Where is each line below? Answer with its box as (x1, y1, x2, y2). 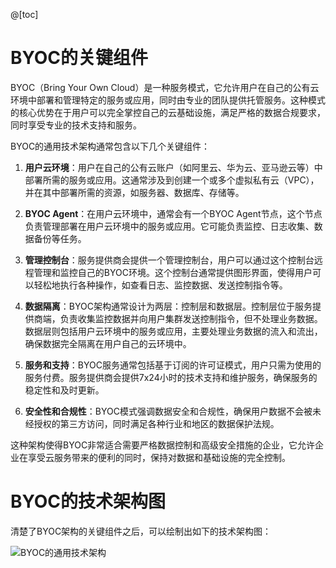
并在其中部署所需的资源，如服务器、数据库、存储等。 (24, 186, 245, 198)
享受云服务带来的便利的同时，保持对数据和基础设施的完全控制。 (27, 451, 291, 463)
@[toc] (10, 9, 39, 20)
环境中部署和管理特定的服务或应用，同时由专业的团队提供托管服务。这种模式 (10, 94, 326, 106)
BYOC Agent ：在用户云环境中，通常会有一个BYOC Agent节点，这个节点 (24, 207, 323, 219)
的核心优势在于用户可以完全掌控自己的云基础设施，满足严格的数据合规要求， (10, 106, 326, 118)
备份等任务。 (33, 232, 87, 244)
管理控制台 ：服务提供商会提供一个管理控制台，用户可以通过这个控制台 (24, 254, 315, 266)
